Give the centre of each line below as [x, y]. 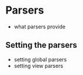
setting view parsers [39, 66]
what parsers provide [39, 27]
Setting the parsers [41, 45]
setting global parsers [40, 59]
